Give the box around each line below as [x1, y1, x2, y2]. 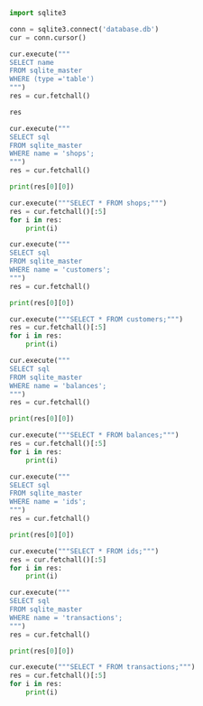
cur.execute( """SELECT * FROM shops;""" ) [9, 199, 168, 208]
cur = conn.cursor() [9, 33, 88, 42]
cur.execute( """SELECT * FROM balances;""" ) [9, 431, 180, 440]
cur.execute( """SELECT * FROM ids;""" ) [9, 546, 160, 555]
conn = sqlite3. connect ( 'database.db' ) [9, 24, 160, 33]
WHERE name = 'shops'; [9, 149, 95, 158]
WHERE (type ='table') [9, 75, 95, 84]
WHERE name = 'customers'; [9, 265, 111, 274]
